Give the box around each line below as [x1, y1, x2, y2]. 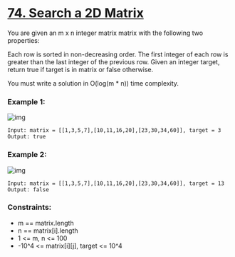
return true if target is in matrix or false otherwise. [7, 65, 154, 74]
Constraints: [7, 202, 52, 212]
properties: [7, 36, 40, 44]
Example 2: [7, 150, 47, 160]
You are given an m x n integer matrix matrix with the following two [7, 29, 204, 37]
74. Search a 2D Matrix [7, 5, 144, 21]
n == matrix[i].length [17, 226, 78, 235]
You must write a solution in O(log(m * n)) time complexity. [7, 79, 179, 87]
